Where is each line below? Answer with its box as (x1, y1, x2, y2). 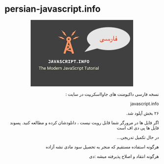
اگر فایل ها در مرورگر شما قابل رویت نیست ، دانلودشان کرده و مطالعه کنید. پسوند (10, 119, 159, 125)
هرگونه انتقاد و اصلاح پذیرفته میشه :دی (89, 153, 159, 159)
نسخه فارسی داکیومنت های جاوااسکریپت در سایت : (65, 91, 159, 97)
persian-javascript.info (4, 3, 101, 15)
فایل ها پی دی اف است (117, 125, 159, 131)
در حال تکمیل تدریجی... (117, 134, 159, 140)
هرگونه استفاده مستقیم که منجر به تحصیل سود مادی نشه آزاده (46, 143, 159, 150)
